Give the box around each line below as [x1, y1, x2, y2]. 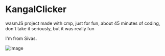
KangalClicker [5, 4, 67, 15]
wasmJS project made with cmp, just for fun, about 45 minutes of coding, [5, 20, 160, 26]
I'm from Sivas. [5, 35, 37, 41]
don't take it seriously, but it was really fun [5, 25, 95, 31]
